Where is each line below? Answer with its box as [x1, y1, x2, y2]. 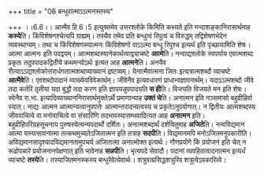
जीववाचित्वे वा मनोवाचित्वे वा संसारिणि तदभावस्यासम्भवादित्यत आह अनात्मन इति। [8, 111, 206, 120]
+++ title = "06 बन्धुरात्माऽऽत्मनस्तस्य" [8, 7, 113, 16]
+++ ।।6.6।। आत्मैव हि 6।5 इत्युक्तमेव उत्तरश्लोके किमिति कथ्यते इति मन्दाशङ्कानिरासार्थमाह [8, 23, 251, 31]
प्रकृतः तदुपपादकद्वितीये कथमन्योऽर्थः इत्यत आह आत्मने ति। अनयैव [8, 58, 167, 67]
